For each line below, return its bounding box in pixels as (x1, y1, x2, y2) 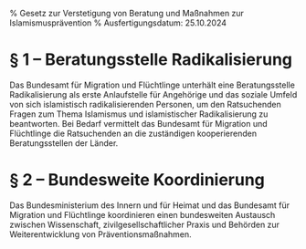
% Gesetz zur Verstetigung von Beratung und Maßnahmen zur (9, 8, 245, 18)
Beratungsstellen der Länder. (9, 137, 119, 149)
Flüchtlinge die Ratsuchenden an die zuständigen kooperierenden (9, 128, 258, 139)
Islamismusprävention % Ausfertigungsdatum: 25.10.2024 (9, 17, 227, 28)
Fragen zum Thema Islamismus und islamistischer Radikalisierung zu (9, 109, 269, 119)
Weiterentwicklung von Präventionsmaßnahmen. (9, 228, 192, 240)
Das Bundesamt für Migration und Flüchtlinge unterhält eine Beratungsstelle (9, 79, 295, 90)
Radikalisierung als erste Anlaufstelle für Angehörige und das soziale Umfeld (9, 88, 298, 99)
